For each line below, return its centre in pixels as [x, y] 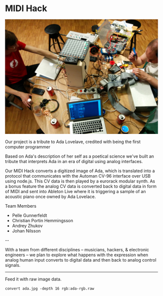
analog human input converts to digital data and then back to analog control [81, 260]
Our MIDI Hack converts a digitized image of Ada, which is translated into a [80, 171]
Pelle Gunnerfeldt [30, 215]
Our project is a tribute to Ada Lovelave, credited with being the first [73, 142]
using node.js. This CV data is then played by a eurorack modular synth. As [80, 181]
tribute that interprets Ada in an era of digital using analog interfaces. [74, 161]
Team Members [21, 206]
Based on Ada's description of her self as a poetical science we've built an [80, 156]
